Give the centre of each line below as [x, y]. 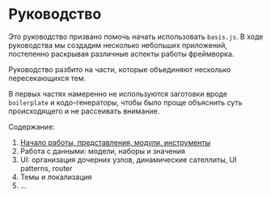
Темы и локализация [56, 177]
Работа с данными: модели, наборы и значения [103, 151]
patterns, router [46, 168]
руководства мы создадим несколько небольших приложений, [118, 45]
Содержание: [32, 126]
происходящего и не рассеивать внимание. [84, 111]
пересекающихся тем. [47, 78]
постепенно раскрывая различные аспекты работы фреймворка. [121, 54]
